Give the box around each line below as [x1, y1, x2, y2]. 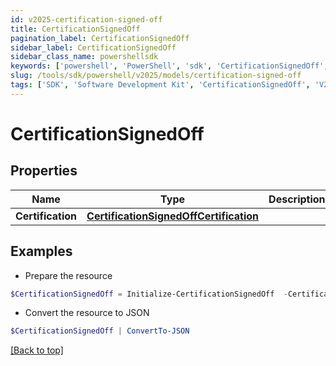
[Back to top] [10, 344, 64, 356]
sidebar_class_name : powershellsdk [10, 52, 159, 62]
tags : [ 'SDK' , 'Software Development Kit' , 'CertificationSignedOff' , [10, 80, 311, 90]
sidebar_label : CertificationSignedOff [10, 42, 177, 53]
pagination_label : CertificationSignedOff [10, 33, 190, 43]
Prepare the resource [24, 269, 113, 281]
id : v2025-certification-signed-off [10, 14, 163, 25]
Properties [10, 162, 78, 180]
